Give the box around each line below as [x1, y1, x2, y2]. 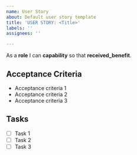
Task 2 [14, 136, 31, 143]
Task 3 [14, 143, 31, 150]
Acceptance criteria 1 [14, 84, 67, 91]
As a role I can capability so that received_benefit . [6, 52, 132, 59]
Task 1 [14, 130, 31, 137]
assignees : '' [6, 31, 41, 37]
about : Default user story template [6, 14, 96, 20]
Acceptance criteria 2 [14, 91, 68, 98]
